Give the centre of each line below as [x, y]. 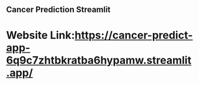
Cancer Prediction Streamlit [58, 10]
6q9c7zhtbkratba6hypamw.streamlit [99, 60]
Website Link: [41, 35]
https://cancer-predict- [134, 35]
